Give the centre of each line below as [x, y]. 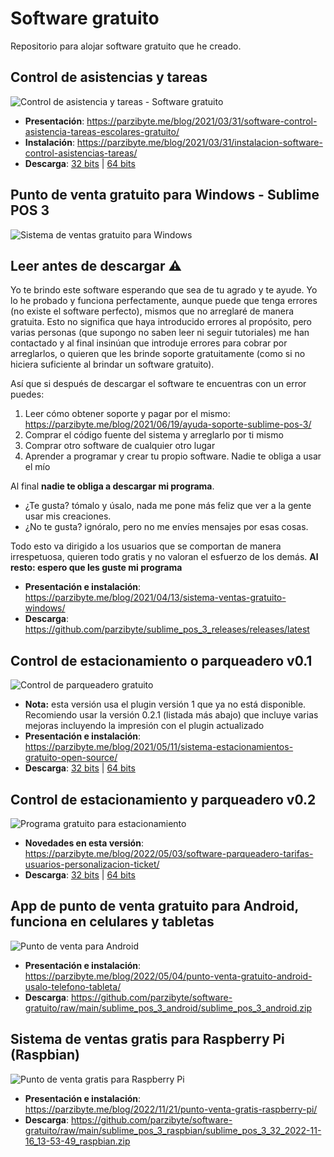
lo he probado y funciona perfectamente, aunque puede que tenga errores [164, 301]
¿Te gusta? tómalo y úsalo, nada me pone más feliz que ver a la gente [168, 506]
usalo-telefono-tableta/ [73, 986]
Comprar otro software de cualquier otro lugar [120, 446]
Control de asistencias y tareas [109, 77]
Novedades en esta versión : [84, 843]
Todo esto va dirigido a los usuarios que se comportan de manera [146, 546]
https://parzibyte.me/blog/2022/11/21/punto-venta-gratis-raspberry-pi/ [171, 1109]
